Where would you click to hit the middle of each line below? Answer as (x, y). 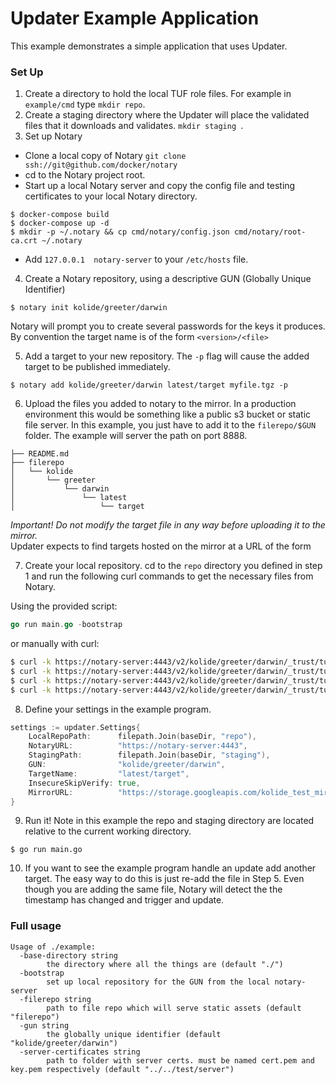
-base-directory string (68, 955)
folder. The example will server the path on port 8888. (136, 436)
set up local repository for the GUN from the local (158, 982)
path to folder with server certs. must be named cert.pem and (180, 1060)
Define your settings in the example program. (118, 709)
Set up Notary (53, 136)
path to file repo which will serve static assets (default (174, 1008)
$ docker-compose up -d (60, 223)
